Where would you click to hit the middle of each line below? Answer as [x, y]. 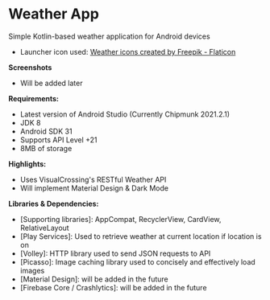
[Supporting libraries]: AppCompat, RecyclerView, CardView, [120, 219]
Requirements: [33, 98]
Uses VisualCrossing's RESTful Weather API [93, 179]
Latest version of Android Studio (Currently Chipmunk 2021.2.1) [125, 114]
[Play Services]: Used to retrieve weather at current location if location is [141, 236]
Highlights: [27, 164]
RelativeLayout [45, 228]
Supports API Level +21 [59, 140]
